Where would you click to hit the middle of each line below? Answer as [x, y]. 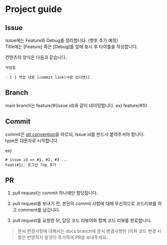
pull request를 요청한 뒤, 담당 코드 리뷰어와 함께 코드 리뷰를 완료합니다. [82, 220]
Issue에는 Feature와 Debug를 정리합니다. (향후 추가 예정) [62, 40]
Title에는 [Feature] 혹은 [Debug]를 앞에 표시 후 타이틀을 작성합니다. [71, 47]
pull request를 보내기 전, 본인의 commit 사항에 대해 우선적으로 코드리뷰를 [85, 203]
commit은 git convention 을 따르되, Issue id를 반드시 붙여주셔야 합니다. [75, 134]
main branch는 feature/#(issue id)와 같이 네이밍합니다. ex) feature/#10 [76, 105]
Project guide [34, 9]
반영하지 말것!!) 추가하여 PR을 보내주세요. [67, 237]
